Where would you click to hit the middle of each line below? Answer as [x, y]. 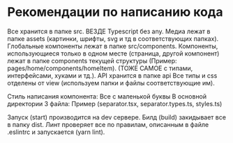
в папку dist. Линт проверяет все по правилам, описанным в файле [108, 124]
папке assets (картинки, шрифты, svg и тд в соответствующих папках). [113, 38]
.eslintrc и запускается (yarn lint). [56, 132]
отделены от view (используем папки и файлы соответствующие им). [111, 83]
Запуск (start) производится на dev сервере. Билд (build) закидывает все [117, 117]
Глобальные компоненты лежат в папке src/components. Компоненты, [113, 46]
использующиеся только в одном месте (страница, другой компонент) [113, 53]
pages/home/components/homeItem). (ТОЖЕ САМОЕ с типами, [100, 68]
